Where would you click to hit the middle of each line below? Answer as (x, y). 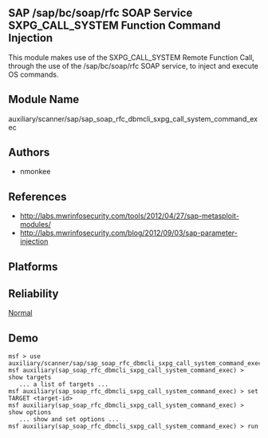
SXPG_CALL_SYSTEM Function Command (114, 26)
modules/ (35, 225)
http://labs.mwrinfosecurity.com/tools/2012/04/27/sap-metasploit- (129, 216)
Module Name (44, 100)
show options (30, 412)
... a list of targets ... (64, 384)
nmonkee (35, 172)
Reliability (33, 294)
